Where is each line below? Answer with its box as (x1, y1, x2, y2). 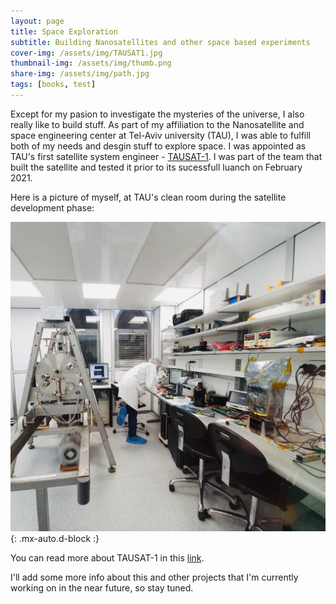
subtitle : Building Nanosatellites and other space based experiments (10, 37, 311, 47)
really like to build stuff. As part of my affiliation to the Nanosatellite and (10, 118, 305, 130)
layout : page (10, 16, 65, 26)
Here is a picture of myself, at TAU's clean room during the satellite (10, 191, 287, 203)
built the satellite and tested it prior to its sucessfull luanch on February (10, 161, 303, 173)
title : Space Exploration (10, 26, 118, 37)
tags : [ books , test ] (10, 80, 97, 90)
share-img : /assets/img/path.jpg (10, 69, 150, 79)
